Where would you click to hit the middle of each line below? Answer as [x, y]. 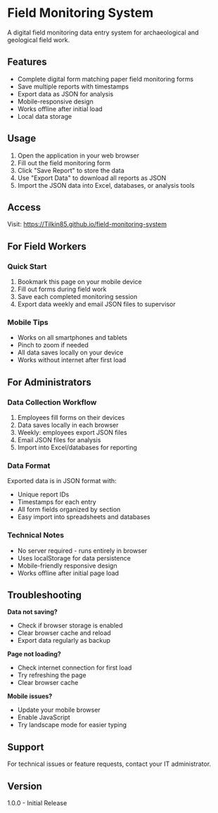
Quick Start [27, 267]
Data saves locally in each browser [68, 425]
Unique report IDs [43, 494]
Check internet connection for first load [75, 668]
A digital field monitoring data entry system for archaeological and [103, 32]
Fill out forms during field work [62, 289]
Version [25, 786]
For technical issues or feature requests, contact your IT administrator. [109, 764]
